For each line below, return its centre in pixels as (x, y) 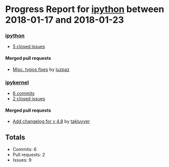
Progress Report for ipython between (85, 9)
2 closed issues (29, 99)
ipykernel (17, 82)
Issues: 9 (22, 160)
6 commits (23, 93)
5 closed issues (29, 47)
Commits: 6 (24, 149)
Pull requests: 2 (29, 155)
